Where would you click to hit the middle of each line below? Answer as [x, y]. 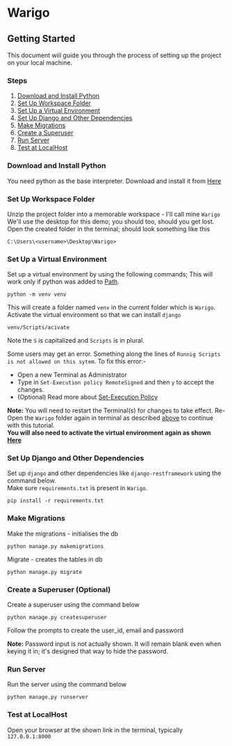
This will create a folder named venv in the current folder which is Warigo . [111, 307]
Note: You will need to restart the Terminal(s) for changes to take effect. [110, 411]
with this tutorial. [31, 426]
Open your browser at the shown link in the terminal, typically [95, 730]
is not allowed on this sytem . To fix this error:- [77, 362]
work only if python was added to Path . [63, 282]
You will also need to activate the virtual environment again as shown [109, 433]
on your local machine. [40, 63]
